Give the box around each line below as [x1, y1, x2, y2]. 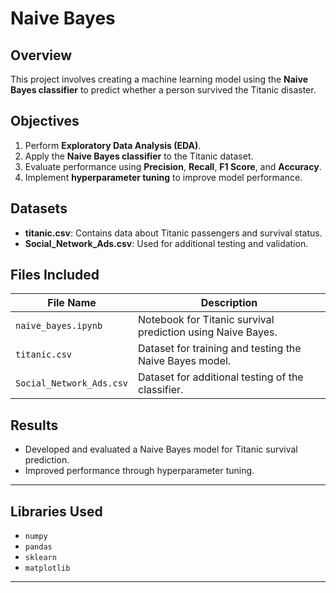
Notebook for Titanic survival [138, 313, 275, 327]
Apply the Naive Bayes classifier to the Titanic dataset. [24, 150, 254, 162]
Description [200, 296, 258, 310]
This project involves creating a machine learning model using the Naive [10, 73, 309, 85]
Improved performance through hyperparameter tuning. [24, 465, 255, 477]
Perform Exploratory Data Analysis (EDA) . [24, 139, 202, 151]
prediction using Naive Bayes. [138, 325, 278, 339]
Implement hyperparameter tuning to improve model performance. [24, 171, 303, 183]
